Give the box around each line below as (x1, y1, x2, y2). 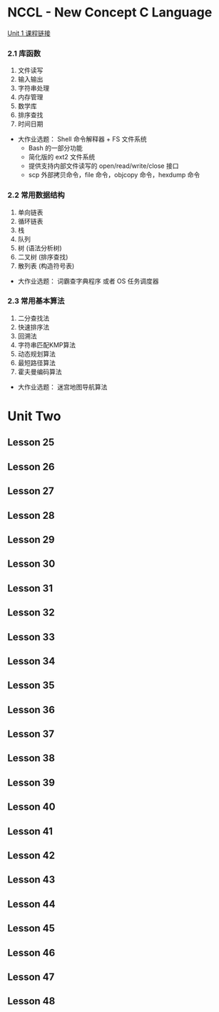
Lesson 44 (7, 898, 56, 910)
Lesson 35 (7, 680, 55, 692)
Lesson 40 (7, 801, 56, 813)
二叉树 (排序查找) (17, 252, 68, 261)
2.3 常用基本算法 (7, 296, 65, 306)
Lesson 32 (7, 607, 55, 619)
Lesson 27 (7, 485, 55, 497)
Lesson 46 (7, 946, 56, 958)
